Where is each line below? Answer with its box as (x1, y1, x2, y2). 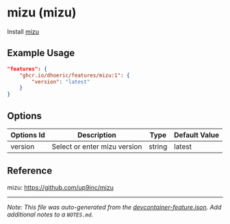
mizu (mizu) (7, 5, 77, 21)
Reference (7, 165, 53, 177)
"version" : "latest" (31, 78, 90, 85)
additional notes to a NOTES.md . (7, 210, 94, 219)
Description (77, 130, 116, 140)
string (149, 142, 168, 151)
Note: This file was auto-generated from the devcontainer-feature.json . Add (7, 203, 222, 211)
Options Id (10, 130, 46, 140)
